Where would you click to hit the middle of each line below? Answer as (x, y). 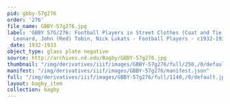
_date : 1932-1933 (32, 45)
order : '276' (26, 20)
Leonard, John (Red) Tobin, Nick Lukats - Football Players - (104, 39)
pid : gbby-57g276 (32, 13)
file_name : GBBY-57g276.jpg (47, 26)
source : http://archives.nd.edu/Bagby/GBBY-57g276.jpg (87, 58)
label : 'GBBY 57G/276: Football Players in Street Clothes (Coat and (108, 32)
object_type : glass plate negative (58, 52)
